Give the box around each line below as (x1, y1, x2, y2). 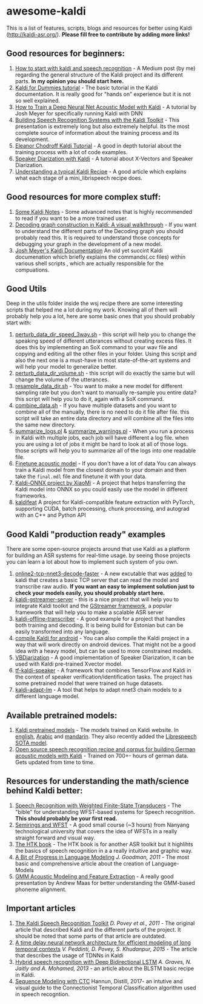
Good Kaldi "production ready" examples (6, 529, 165, 539)
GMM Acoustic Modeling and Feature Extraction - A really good (15, 873, 174, 880)
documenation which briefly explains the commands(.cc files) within (15, 253, 186, 261)
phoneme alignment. (15, 886, 67, 893)
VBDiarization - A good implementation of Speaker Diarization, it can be (15, 654, 195, 661)
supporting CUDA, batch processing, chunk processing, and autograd (15, 505, 190, 513)
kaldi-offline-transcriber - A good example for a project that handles (15, 615, 186, 623)
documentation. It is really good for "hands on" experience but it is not (15, 90, 191, 98)
